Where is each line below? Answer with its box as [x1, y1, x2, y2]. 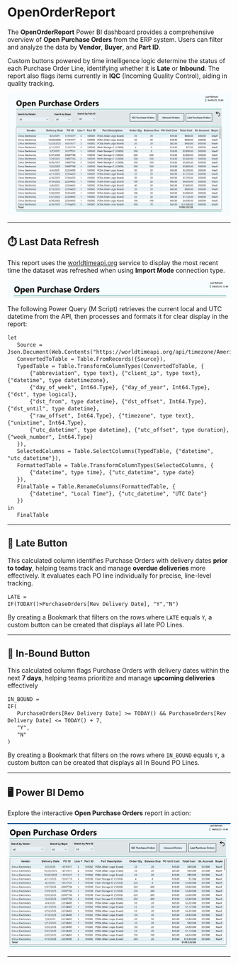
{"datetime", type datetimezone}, [7, 376, 110, 383]
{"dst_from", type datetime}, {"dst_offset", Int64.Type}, [29, 398, 208, 405]
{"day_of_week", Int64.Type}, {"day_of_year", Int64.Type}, [29, 383, 211, 391]
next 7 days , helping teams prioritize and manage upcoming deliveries [7, 674, 215, 683]
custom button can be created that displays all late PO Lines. [7, 620, 184, 629]
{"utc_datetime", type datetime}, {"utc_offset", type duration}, [29, 426, 230, 433]
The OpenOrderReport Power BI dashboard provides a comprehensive [7, 28, 215, 36]
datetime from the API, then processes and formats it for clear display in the [7, 312, 229, 320]
